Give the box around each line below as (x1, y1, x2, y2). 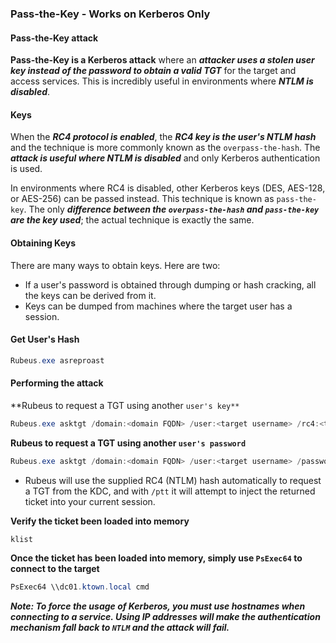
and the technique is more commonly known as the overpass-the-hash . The (10, 142, 321, 154)
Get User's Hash (10, 333, 80, 346)
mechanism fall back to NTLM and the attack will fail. (10, 622, 230, 634)
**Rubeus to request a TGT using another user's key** (10, 399, 240, 411)
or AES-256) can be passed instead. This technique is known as (10, 193, 275, 205)
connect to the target (10, 563, 100, 575)
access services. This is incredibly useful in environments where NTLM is (10, 75, 314, 87)
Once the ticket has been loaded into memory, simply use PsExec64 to (10, 552, 303, 564)
